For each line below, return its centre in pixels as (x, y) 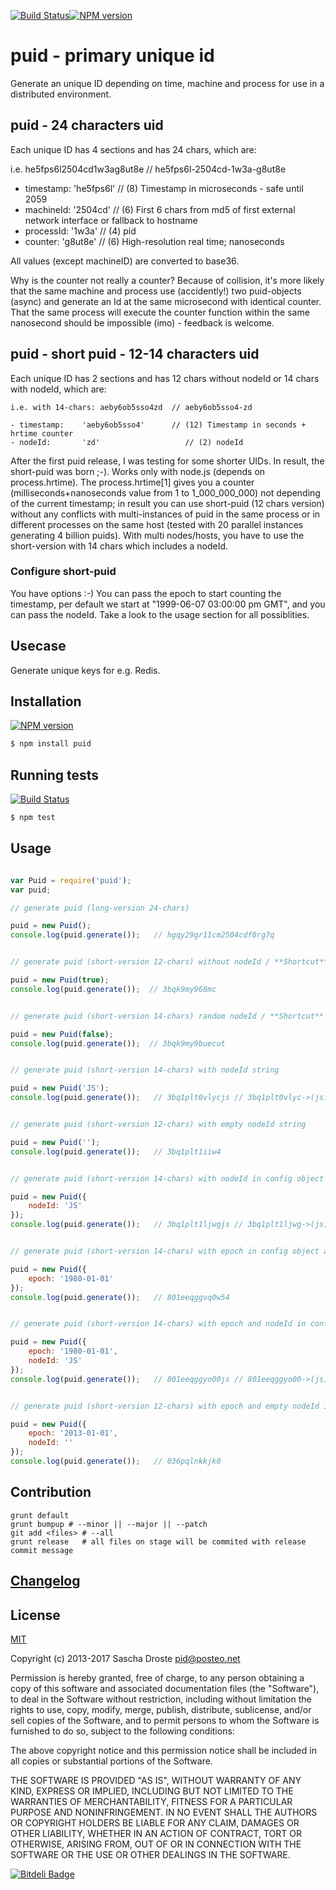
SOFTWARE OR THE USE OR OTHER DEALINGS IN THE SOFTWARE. (150, 1854)
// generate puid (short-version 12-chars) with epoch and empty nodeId (165, 1406)
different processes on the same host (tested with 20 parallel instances (157, 524)
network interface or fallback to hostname (111, 220)
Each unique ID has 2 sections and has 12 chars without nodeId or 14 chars (165, 378)
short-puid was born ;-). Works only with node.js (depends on (138, 471)
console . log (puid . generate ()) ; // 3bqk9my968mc (113, 989)
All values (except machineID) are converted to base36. (125, 261)
